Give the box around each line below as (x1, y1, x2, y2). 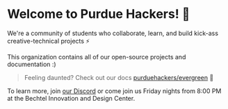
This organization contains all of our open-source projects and (7, 52, 186, 61)
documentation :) (7, 60, 57, 68)
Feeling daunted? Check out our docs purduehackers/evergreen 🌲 (24, 73, 214, 81)
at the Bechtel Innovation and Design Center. (7, 94, 136, 102)
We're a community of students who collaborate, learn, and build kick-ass (7, 29, 219, 37)
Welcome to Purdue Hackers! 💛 (7, 6, 190, 22)
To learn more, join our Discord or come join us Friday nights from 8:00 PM (7, 86, 222, 95)
